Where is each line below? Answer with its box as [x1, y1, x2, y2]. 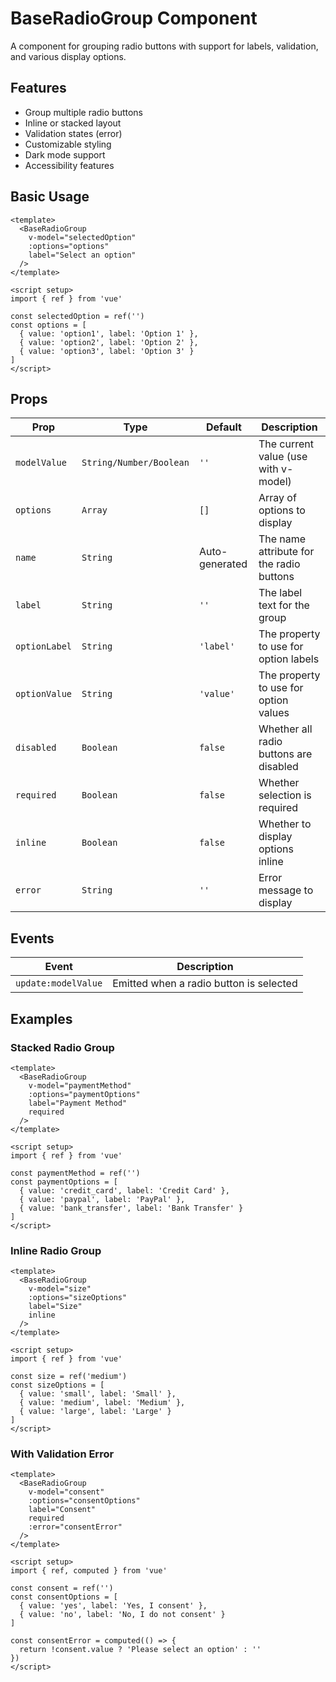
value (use [258, 450, 308, 464]
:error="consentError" [28, 1522, 123, 1532]
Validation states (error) [24, 127, 123, 139]
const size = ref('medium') [10, 1372, 128, 1382]
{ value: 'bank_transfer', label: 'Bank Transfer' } [19, 1203, 244, 1213]
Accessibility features [24, 159, 115, 171]
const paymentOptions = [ [10, 1177, 118, 1187]
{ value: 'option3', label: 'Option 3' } [19, 346, 195, 356]
